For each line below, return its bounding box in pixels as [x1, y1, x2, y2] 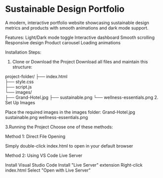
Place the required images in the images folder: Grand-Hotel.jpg [5, 109, 135, 115]
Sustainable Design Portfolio [5, 3, 125, 15]
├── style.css [5, 79, 34, 85]
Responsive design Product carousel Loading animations [5, 39, 121, 45]
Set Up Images [5, 99, 36, 105]
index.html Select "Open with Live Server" [5, 167, 91, 173]
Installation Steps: [5, 49, 41, 55]
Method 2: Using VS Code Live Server [5, 152, 82, 158]
